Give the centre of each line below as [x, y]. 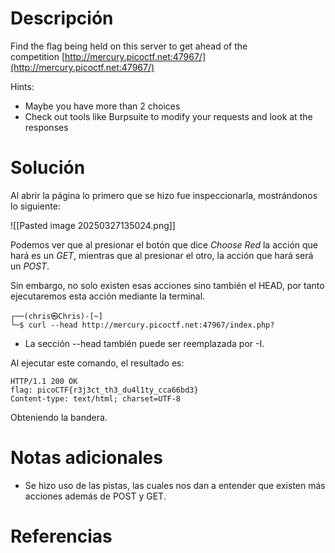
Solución [48, 168]
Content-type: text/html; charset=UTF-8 [96, 398]
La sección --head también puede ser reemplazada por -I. [144, 343]
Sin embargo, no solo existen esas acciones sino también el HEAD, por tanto [167, 285]
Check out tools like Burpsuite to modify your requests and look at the [168, 116]
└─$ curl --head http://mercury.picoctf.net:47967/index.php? [142, 325]
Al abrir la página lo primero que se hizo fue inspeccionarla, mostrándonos [164, 195]
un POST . [30, 266]
